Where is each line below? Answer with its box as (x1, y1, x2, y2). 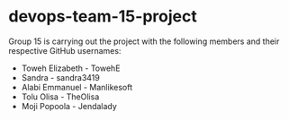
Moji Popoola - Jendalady (21, 100, 118, 111)
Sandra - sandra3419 (21, 72, 100, 82)
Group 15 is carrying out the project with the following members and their (8, 36, 280, 47)
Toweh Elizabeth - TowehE (21, 63, 121, 73)
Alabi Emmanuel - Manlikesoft (21, 81, 132, 92)
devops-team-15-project (8, 6, 197, 27)
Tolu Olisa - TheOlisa (21, 91, 100, 102)
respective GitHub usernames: (8, 45, 122, 56)
